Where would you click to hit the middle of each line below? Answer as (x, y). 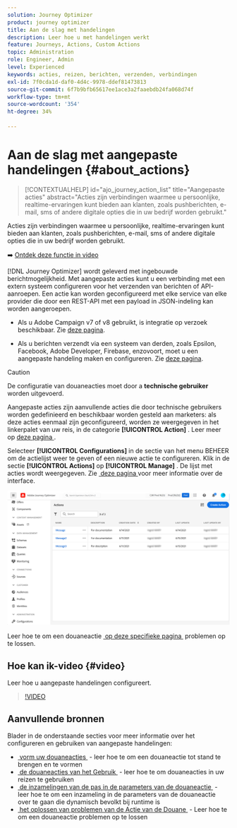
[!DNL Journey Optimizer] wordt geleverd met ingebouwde (93, 271)
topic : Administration (41, 52)
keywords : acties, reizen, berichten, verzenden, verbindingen (102, 74)
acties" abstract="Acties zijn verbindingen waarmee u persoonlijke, (122, 197)
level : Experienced (36, 67)
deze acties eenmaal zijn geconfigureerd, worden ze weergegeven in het (113, 422)
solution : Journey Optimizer (50, 15)
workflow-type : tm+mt (39, 97)
